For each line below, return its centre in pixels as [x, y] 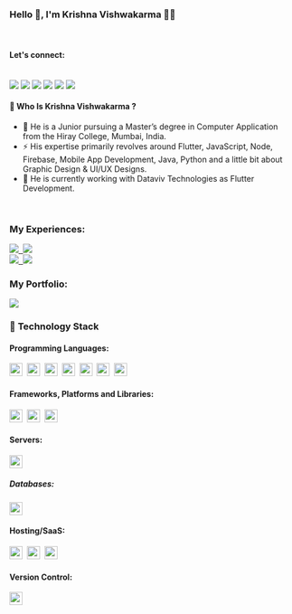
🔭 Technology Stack [54, 326]
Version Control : [41, 577]
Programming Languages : [59, 348]
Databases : [32, 484]
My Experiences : [47, 229]
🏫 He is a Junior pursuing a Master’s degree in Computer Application [150, 127]
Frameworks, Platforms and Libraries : [82, 394]
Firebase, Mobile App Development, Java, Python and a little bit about [152, 159]
